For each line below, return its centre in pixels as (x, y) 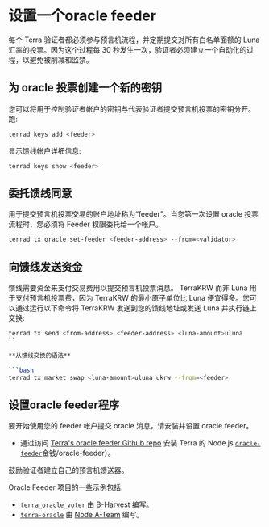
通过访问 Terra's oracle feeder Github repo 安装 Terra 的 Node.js (126, 443)
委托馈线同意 (40, 193)
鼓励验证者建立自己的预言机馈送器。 (68, 470)
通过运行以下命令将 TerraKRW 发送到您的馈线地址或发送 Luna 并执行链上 (136, 308)
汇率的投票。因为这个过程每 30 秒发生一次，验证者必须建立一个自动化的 (128, 49)
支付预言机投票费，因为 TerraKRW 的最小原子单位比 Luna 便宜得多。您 (132, 298)
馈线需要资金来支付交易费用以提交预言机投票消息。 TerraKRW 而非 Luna (128, 288)
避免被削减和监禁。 (61, 60)
